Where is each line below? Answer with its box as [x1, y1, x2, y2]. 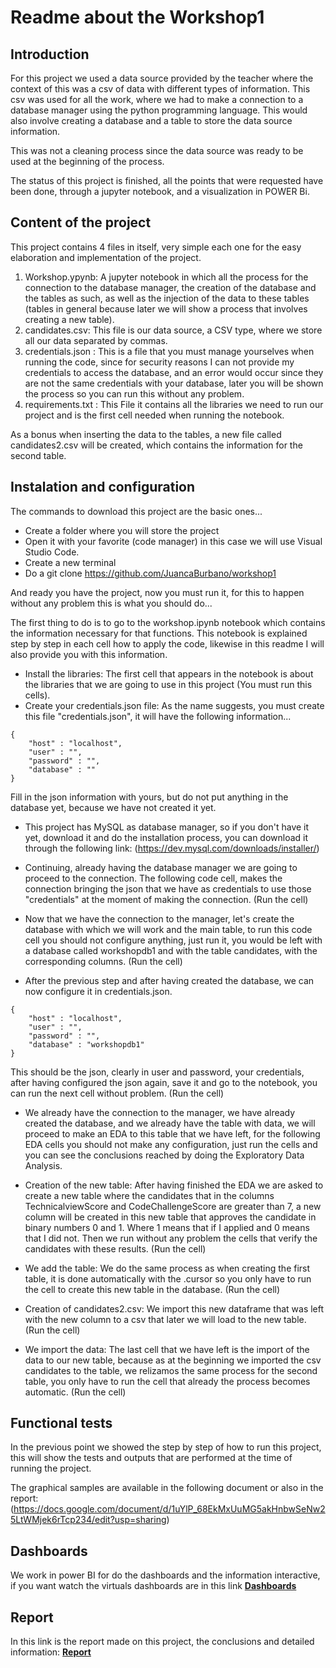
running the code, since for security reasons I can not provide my [24, 356, 295, 368]
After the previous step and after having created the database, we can [24, 974, 315, 986]
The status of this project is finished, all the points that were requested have [10, 175, 324, 186]
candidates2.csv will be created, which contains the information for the [10, 439, 303, 451]
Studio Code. [24, 546, 80, 558]
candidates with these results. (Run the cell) [24, 1242, 207, 1255]
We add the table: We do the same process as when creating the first [24, 1262, 311, 1274]
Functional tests [10, 1415, 113, 1432]
